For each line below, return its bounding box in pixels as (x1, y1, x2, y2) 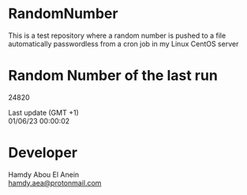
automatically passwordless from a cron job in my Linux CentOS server (8, 39, 239, 48)
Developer (8, 144, 77, 162)
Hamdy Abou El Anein (8, 170, 80, 179)
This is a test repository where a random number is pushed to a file (8, 31, 226, 40)
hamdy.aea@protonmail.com (8, 178, 102, 187)
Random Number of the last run (8, 67, 219, 85)
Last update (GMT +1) (8, 108, 79, 117)
